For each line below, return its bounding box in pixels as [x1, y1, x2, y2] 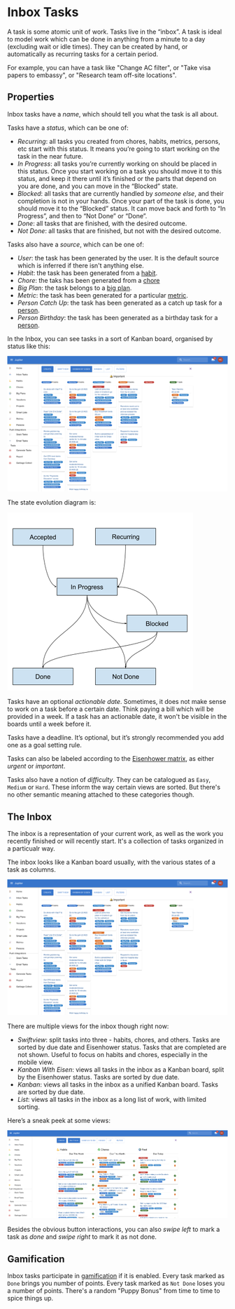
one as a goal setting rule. [7, 741, 83, 750]
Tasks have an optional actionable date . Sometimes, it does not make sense [7, 698, 227, 706]
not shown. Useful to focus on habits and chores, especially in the [17, 1050, 208, 1058]
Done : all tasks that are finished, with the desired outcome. [17, 219, 187, 227]
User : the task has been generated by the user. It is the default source [17, 253, 220, 262]
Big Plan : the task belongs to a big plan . [17, 284, 132, 292]
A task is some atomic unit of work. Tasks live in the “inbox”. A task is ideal [7, 27, 222, 36]
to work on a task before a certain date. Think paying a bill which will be [7, 705, 215, 713]
